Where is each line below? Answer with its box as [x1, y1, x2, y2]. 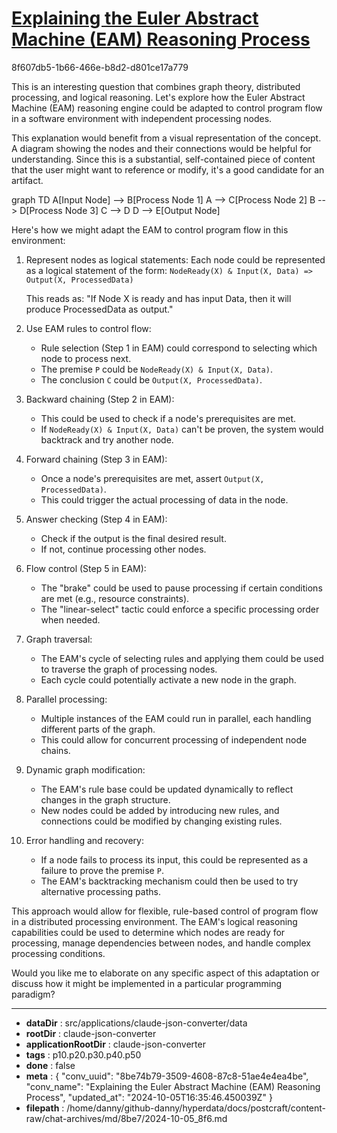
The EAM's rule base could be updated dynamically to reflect [40, 783, 294, 795]
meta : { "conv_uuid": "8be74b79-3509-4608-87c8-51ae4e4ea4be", [25, 1070, 309, 1082]
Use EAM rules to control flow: [25, 322, 152, 334]
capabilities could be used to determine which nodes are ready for [11, 926, 286, 938]
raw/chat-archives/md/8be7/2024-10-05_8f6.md [25, 1112, 228, 1124]
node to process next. [40, 352, 132, 364]
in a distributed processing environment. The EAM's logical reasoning [11, 915, 298, 927]
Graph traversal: [25, 633, 93, 645]
